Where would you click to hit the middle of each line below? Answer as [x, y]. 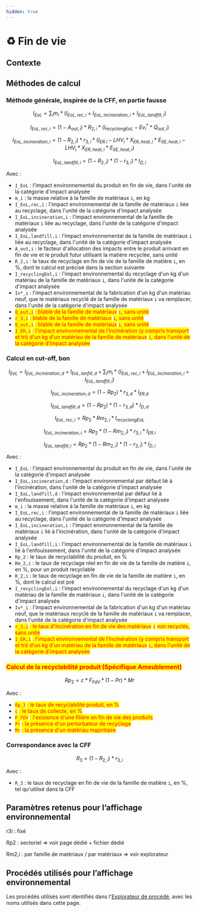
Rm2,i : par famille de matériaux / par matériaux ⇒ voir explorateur [87, 854]
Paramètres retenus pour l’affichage [74, 808]
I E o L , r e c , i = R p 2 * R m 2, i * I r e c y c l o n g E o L [100, 419]
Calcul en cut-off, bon [38, 359]
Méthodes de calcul [44, 83]
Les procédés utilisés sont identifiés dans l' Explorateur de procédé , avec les [99, 897]
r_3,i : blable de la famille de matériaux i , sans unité [79, 318]
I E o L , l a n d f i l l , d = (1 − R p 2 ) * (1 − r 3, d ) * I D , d [100, 406]
